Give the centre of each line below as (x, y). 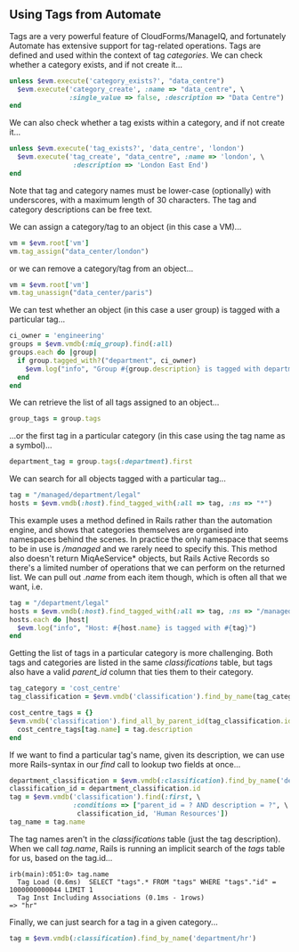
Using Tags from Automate (85, 15)
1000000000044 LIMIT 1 (51, 890)
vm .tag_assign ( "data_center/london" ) (79, 251)
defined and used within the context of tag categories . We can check (136, 55)
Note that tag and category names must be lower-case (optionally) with (140, 190)
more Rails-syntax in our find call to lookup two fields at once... (125, 764)
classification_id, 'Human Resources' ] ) (153, 814)
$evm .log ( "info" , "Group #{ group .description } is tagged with (143, 369)
